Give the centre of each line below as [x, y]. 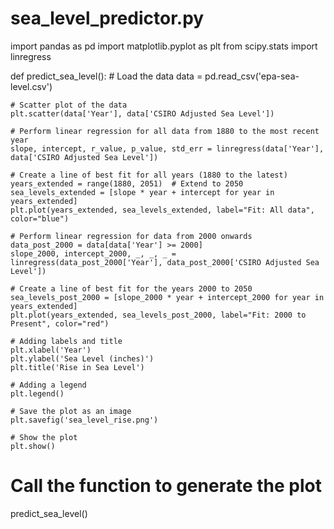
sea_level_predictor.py [107, 18]
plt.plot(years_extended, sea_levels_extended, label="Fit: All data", [162, 210]
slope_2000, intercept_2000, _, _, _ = [93, 253]
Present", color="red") [60, 323]
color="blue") [40, 218]
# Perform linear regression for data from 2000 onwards [131, 236]
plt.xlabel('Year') [51, 350]
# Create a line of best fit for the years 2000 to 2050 [131, 288]
